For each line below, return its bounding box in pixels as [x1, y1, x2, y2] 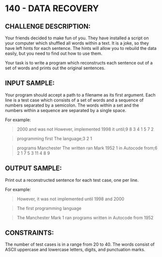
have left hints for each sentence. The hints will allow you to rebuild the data [5, 46, 157, 51]
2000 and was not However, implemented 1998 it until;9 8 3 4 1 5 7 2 [16, 126, 154, 132]
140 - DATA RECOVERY [5, 3, 99, 14]
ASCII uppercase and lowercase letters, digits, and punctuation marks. [5, 247, 146, 253]
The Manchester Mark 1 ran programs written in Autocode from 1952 [16, 214, 154, 221]
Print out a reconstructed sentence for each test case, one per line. [5, 177, 139, 183]
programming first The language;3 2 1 [16, 135, 92, 141]
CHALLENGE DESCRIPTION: [5, 22, 91, 31]
